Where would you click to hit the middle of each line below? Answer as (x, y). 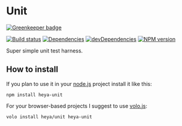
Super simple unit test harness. (45, 50)
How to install (32, 70)
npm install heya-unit (34, 95)
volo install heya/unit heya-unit (49, 117)
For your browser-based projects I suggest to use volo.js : (77, 106)
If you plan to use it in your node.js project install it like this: (79, 84)
